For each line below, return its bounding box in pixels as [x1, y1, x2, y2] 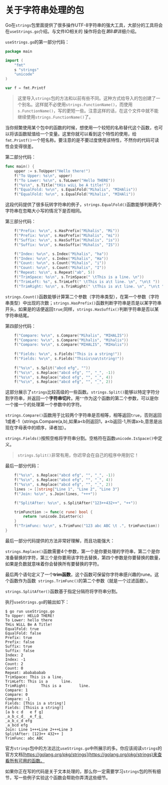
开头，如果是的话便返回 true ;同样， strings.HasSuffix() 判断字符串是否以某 [5, 306, 159, 312]
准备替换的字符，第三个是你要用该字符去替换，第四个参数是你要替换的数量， [5, 554, 163, 560]
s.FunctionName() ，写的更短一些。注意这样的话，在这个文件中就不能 [17, 108, 159, 114]
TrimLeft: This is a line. [5, 678, 72, 684]
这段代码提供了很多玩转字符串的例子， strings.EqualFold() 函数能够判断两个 [5, 201, 162, 207]
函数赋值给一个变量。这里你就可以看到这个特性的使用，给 [18, 131, 136, 137]
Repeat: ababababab [5, 670, 46, 675]
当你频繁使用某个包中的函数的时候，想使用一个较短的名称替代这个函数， [5, 124, 154, 130]
